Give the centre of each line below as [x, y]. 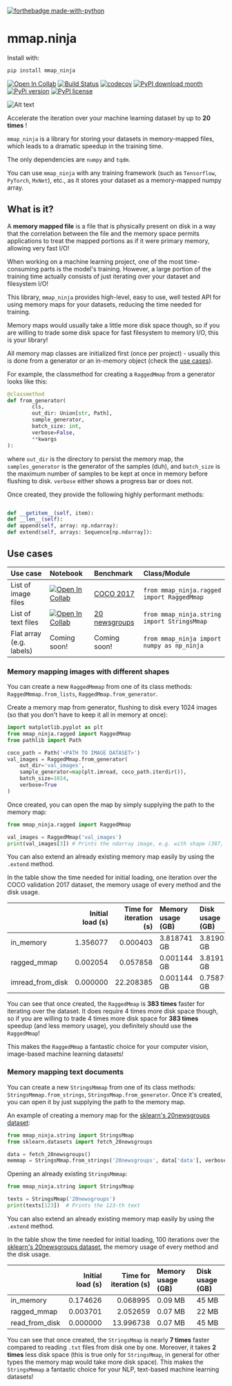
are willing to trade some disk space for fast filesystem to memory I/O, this [113, 332]
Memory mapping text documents [66, 1072]
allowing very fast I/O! [38, 248]
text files [25, 622]
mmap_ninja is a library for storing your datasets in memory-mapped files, [111, 138]
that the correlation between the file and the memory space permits [104, 233]
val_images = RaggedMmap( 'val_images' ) [65, 837]
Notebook [66, 573]
